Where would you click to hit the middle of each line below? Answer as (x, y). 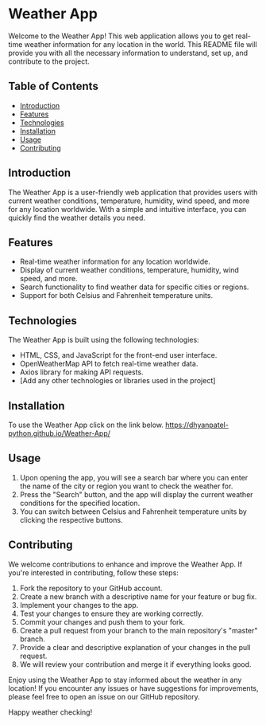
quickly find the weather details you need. (77, 217)
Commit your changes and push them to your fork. (102, 621)
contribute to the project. (49, 61)
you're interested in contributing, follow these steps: (93, 572)
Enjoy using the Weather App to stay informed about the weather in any (125, 680)
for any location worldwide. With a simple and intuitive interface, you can (127, 209)
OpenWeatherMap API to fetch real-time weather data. (109, 364)
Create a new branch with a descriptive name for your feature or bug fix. (138, 596)
